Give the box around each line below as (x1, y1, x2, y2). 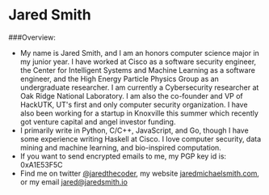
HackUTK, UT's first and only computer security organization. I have (19, 100, 248, 109)
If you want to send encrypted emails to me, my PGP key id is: (19, 151, 227, 161)
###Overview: (8, 32, 57, 42)
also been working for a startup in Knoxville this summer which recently (19, 108, 258, 118)
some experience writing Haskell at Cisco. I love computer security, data (19, 134, 262, 143)
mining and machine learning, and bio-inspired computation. (19, 142, 222, 152)
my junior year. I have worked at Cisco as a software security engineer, (19, 57, 257, 66)
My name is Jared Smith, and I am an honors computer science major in (19, 48, 260, 57)
